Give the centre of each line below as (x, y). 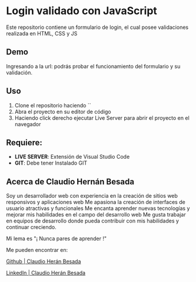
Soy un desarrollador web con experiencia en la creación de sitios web (92, 196)
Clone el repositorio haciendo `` (53, 105)
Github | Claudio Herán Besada (44, 261)
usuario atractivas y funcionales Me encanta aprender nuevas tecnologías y (98, 208)
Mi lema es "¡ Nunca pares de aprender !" (57, 239)
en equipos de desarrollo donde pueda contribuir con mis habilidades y (93, 221)
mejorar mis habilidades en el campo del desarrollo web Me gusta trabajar (96, 215)
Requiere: (24, 142)
